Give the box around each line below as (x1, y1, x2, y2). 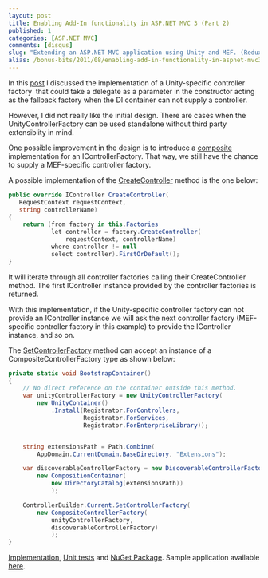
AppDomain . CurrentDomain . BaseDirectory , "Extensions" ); (37, 450, 227, 458)
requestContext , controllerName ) (65, 236, 177, 243)
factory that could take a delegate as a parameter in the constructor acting (8, 86, 255, 96)
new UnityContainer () (37, 399, 109, 407)
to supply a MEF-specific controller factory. (8, 160, 152, 169)
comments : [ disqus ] (8, 42, 73, 49)
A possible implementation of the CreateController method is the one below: (8, 175, 258, 184)
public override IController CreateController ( (8, 191, 170, 199)
